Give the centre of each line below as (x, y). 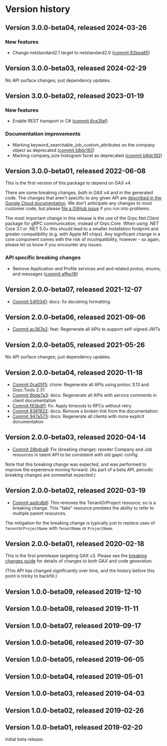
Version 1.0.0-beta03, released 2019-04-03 (75, 693)
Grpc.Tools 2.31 (28, 390)
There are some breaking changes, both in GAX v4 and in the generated (79, 192)
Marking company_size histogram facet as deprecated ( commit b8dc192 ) (87, 155)
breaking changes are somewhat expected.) (50, 475)
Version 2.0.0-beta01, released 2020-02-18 (75, 544)
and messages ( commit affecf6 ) (45, 274)
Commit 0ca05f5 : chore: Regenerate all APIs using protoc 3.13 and (81, 384)
